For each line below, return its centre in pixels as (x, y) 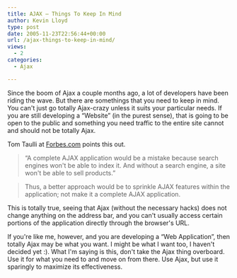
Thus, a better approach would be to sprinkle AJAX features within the (127, 186)
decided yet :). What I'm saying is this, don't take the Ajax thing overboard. (116, 251)
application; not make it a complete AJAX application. (103, 194)
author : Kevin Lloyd (38, 21)
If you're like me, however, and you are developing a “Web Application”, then (119, 236)
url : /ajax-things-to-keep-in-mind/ (61, 40)
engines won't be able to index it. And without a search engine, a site (125, 165)
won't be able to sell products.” (70, 173)
